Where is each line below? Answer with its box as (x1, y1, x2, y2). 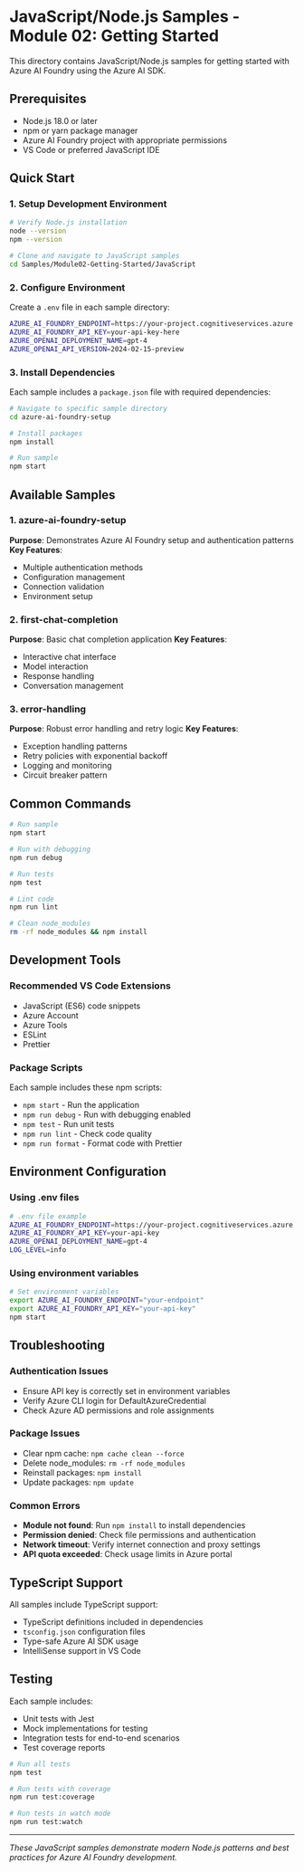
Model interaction (22, 661, 89, 672)
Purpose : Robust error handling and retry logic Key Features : (9, 723, 239, 734)
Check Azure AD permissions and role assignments (22, 1405, 214, 1416)
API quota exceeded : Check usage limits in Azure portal (22, 1549, 233, 1560)
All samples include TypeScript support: (9, 1599, 158, 1609)
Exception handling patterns (22, 740, 128, 752)
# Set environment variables (9, 1287, 119, 1296)
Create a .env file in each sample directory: (9, 301, 170, 313)
